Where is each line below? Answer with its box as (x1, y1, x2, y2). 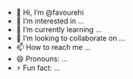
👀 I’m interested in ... (15, 16, 85, 26)
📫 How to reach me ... (15, 43, 91, 52)
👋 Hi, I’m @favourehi (15, 8, 85, 17)
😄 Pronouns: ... (15, 54, 69, 64)
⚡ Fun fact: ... (15, 63, 60, 73)
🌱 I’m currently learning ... (15, 25, 102, 34)
